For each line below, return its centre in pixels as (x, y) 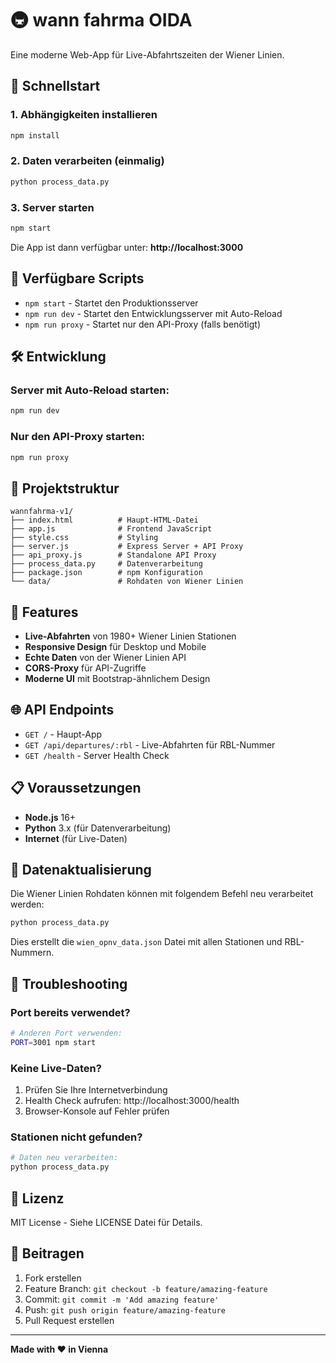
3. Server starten (52, 207)
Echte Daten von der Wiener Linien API (105, 658)
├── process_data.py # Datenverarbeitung (106, 564)
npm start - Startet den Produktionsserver (111, 303)
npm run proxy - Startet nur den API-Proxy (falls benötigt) (142, 324)
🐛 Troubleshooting (69, 983)
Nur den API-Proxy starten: (78, 437)
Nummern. (32, 953)
